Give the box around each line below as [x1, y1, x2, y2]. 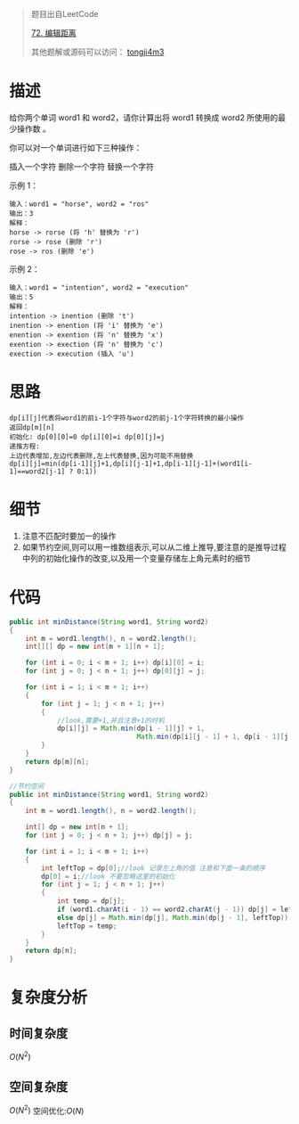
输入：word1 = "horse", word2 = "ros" [9, 200, 149, 209]
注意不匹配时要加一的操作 [21, 530, 117, 541]
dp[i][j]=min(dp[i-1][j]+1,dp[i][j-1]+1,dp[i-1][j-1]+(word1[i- [9, 459, 253, 468]
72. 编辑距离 [30, 28, 77, 38]
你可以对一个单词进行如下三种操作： [9, 142, 142, 152]
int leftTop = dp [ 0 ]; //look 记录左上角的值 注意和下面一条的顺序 [41, 864, 265, 873]
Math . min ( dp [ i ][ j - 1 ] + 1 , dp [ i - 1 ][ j [136, 733, 289, 742]
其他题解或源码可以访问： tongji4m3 [30, 46, 165, 57]
